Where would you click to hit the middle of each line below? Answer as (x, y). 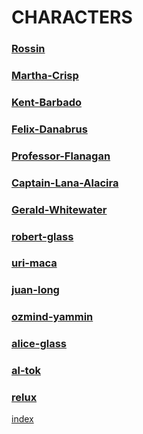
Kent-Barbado (46, 102)
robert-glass (42, 236)
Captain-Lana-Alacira (65, 183)
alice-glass (39, 344)
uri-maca (34, 263)
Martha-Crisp (45, 76)
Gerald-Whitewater (59, 209)
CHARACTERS (72, 17)
